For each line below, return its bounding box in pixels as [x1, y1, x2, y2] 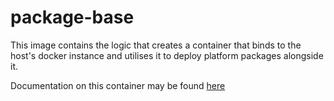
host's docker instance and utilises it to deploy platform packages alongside [10, 49, 324, 61]
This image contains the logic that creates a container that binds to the [10, 39, 302, 51]
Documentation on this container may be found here [10, 79, 226, 91]
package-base [10, 6, 135, 29]
